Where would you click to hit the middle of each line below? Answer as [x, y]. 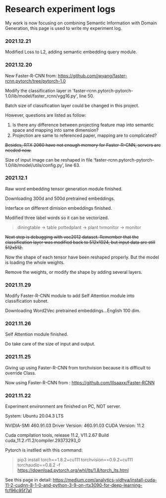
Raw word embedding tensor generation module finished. [64, 189]
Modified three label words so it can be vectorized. [57, 218]
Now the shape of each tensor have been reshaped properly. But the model [82, 257]
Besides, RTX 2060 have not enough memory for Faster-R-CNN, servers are [83, 145]
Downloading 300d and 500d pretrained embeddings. [60, 198]
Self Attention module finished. [37, 334]
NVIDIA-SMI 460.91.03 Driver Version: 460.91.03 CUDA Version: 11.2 [75, 425]
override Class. [21, 373]
